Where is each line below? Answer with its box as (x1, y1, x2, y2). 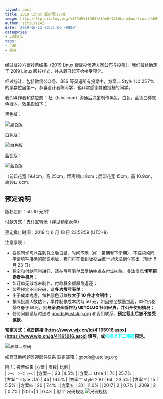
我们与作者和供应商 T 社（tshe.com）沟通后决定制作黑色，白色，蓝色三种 (5, 94, 152, 100)
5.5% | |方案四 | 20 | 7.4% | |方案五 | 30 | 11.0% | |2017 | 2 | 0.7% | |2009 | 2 (5, 382, 156, 388)
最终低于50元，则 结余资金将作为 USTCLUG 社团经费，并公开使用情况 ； (12, 305, 155, 310)
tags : (5, 39, 16, 44)
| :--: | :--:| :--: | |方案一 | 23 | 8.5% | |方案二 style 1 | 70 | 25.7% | (5, 370, 134, 376)
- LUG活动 (5, 35, 23, 39)
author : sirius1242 (5, 20, 45, 26)
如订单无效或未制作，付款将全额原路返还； (12, 280, 98, 286)
